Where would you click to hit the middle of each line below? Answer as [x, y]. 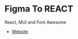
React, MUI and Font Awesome [36, 22]
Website [20, 31]
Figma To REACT [39, 9]
